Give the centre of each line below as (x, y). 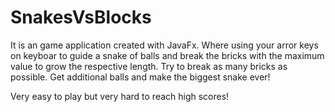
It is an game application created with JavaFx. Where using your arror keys (164, 45)
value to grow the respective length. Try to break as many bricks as (149, 66)
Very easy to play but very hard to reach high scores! (120, 96)
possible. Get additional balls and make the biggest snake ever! (140, 77)
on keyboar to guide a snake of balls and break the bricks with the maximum (167, 55)
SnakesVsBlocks (81, 17)
